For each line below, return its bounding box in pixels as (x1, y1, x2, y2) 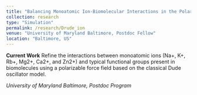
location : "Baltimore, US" (6, 36, 72, 42)
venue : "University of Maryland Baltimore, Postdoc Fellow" (6, 30, 157, 36)
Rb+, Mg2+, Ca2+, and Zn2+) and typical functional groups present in (6, 58, 175, 65)
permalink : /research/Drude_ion (6, 25, 85, 31)
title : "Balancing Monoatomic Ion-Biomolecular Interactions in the (6, 8, 177, 15)
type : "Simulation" (6, 19, 54, 25)
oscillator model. (6, 71, 46, 77)
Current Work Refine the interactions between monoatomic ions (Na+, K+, (6, 52, 186, 59)
